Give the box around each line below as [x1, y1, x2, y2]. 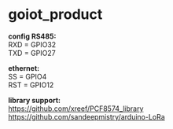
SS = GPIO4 [8, 72, 47, 81]
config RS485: [8, 31, 57, 41]
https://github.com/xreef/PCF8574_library [8, 104, 144, 113]
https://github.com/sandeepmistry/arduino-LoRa [8, 112, 165, 121]
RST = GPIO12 [8, 80, 54, 90]
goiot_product [8, 6, 103, 24]
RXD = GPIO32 [8, 39, 57, 49]
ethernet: [8, 63, 40, 72]
